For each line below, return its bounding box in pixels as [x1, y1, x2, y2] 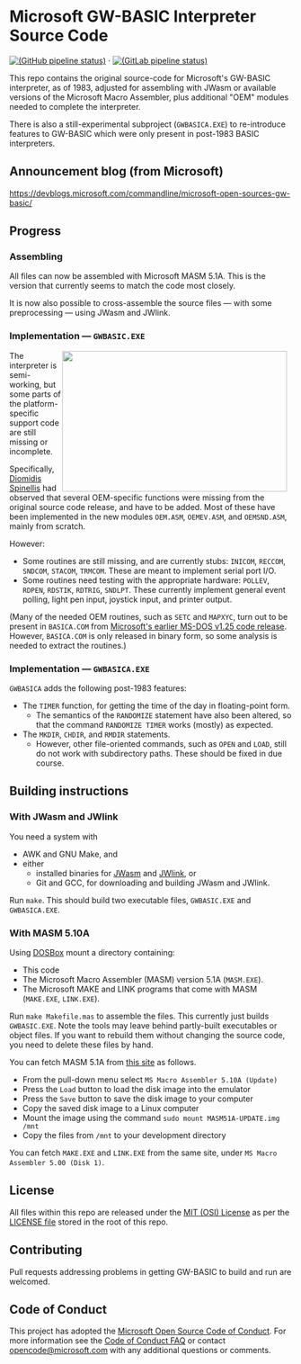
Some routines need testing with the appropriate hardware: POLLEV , [22, 574, 270, 586]
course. [35, 758, 65, 768]
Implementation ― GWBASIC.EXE [9, 330, 146, 343]
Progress [9, 223, 61, 239]
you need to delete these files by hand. [9, 1039, 154, 1050]
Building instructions [9, 784, 128, 799]
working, [9, 379, 42, 390]
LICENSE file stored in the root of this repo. [9, 1216, 169, 1227]
